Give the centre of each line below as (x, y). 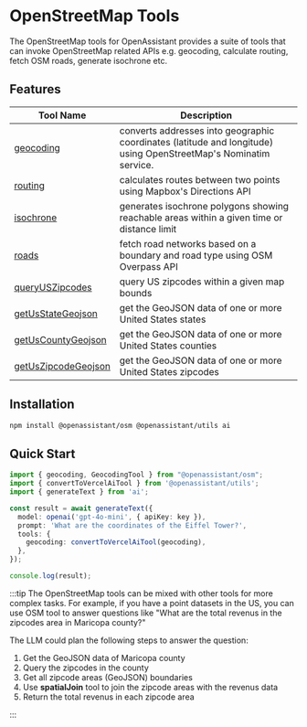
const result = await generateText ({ (81, 508)
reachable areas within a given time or (201, 218)
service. (137, 165)
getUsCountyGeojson (60, 339)
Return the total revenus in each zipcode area (108, 697)
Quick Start (42, 454)
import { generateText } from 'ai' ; (79, 492)
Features (35, 89)
